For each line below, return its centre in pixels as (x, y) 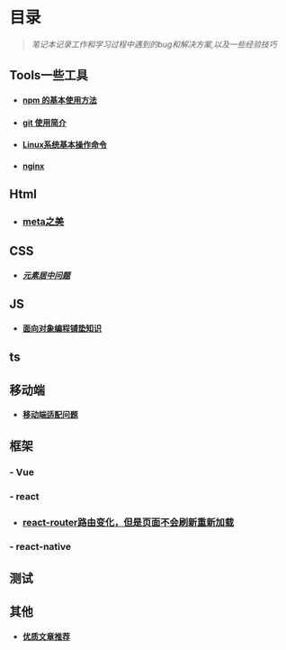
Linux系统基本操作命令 (65, 145)
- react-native (40, 547)
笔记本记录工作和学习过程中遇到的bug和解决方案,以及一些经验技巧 (154, 44)
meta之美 (43, 222)
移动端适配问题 (50, 415)
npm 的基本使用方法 (59, 100)
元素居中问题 (46, 275)
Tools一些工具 (49, 75)
